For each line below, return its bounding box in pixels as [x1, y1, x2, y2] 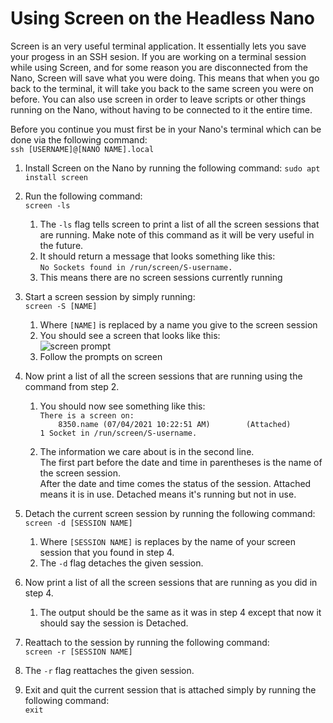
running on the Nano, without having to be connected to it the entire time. [10, 103, 313, 116]
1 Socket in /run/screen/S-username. [39, 428, 198, 438]
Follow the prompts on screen [39, 350, 163, 362]
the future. [39, 239, 84, 251]
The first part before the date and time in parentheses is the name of [39, 456, 323, 468]
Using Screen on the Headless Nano [10, 7, 316, 30]
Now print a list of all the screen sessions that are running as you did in [24, 576, 318, 588]
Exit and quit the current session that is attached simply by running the [24, 683, 317, 696]
